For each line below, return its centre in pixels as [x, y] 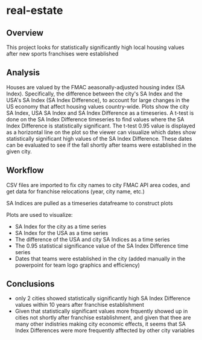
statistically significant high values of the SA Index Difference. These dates [99, 138]
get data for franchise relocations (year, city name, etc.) [75, 191]
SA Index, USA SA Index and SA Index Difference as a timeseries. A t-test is [100, 113]
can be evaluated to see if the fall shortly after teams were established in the [101, 145]
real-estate [35, 11]
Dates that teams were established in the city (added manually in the [100, 258]
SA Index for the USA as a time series [62, 233]
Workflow [25, 171]
